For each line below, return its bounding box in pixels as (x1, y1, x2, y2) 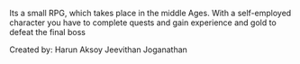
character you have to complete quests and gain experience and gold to (9, 17, 277, 28)
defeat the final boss (9, 27, 86, 37)
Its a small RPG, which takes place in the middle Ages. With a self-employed (9, 8, 292, 18)
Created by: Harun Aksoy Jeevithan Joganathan (9, 44, 187, 55)
